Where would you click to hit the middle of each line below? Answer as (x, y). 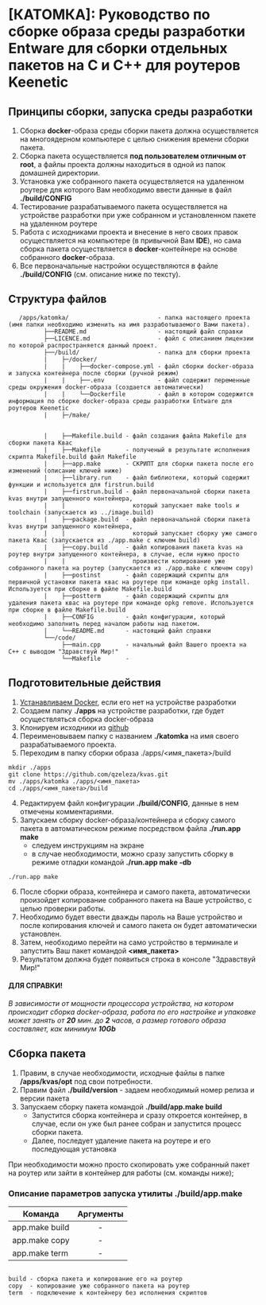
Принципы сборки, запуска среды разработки (131, 112)
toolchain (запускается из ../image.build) (81, 512)
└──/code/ (60, 638)
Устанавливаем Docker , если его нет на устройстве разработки (128, 702)
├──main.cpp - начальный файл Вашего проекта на (154, 645)
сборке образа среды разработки (127, 31)
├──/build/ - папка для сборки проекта (146, 352)
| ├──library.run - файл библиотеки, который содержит (146, 478)
